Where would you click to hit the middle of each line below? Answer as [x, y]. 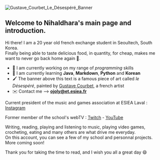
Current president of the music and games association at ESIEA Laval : [76, 102]
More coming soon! [25, 142]
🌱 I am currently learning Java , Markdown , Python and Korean [76, 73]
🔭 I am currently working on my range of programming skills [73, 68]
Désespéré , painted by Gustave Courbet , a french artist [68, 86]
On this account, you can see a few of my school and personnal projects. [79, 137]
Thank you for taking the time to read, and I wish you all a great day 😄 [76, 152]
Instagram [15, 108]
